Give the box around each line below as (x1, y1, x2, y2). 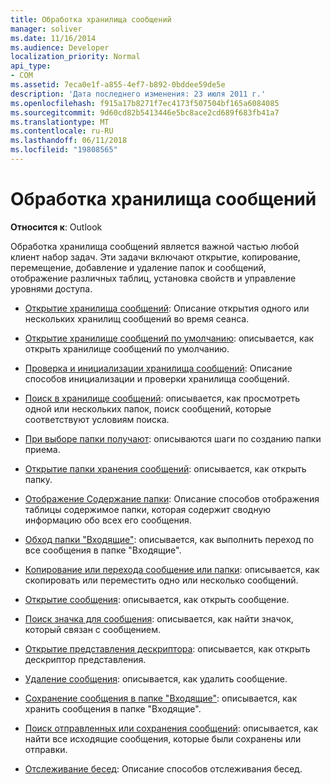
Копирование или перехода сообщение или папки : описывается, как (24, 563, 320, 575)
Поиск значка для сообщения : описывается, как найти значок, (24, 612, 294, 625)
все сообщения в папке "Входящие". (24, 544, 182, 556)
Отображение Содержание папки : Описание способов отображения (24, 492, 320, 505)
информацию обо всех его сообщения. (24, 514, 192, 526)
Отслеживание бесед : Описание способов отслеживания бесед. (24, 762, 303, 775)
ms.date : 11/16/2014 (10, 33, 97, 43)
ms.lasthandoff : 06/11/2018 (10, 136, 128, 146)
